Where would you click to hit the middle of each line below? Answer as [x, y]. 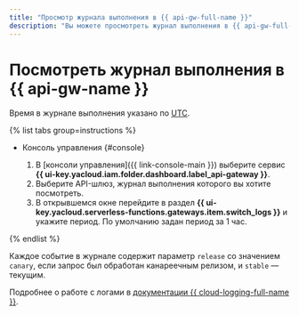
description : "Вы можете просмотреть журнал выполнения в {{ [125, 26]
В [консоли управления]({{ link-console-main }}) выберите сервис [161, 165]
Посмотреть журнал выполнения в [147, 70]
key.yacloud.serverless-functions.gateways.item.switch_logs [154, 212]
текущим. [28, 275]
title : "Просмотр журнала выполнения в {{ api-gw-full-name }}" [131, 17]
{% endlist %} [35, 239]
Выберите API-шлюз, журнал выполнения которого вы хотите [153, 184]
